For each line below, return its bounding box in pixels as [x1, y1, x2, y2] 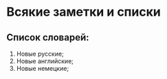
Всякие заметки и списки [6, 4, 161, 20]
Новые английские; [16, 57, 74, 65]
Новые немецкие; [16, 65, 69, 72]
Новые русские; [16, 49, 65, 58]
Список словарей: [6, 32, 89, 43]
